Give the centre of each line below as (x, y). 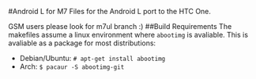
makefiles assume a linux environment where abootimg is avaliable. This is (128, 35)
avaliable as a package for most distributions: (82, 43)
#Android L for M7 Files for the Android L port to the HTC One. (110, 11)
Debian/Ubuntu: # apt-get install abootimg (92, 58)
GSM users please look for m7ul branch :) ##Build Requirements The (120, 26)
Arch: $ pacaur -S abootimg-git (72, 66)
